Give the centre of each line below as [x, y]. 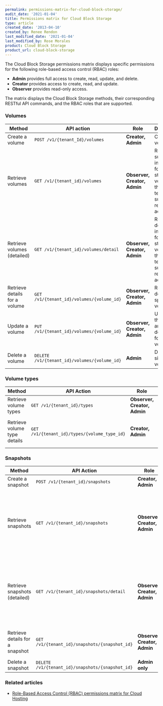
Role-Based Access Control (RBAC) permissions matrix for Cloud [77, 693]
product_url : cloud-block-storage [40, 50]
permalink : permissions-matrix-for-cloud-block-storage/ [64, 9]
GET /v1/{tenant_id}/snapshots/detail [81, 592]
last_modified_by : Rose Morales [38, 41]
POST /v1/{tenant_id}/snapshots [73, 482]
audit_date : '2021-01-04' [31, 14]
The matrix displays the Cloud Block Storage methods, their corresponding [80, 98]
